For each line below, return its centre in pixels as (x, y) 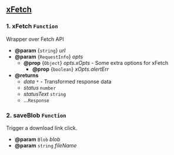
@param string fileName (46, 145)
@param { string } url (40, 50)
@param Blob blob (37, 139)
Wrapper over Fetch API (35, 39)
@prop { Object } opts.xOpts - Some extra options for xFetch (96, 63)
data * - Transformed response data (67, 81)
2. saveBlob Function (36, 115)
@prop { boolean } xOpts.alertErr (71, 69)
